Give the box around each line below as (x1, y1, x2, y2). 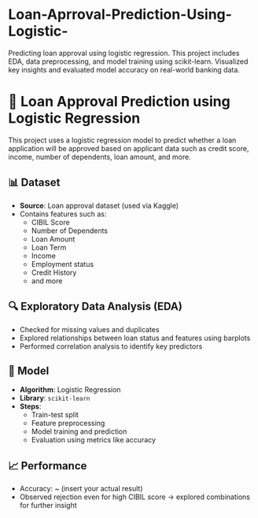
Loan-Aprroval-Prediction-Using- (8, 6, 232, 24)
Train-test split (31, 410, 79, 420)
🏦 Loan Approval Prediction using (8, 93, 230, 111)
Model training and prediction (31, 427, 127, 436)
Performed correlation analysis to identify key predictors (19, 341, 203, 351)
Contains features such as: (19, 209, 107, 218)
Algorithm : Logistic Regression (19, 385, 121, 394)
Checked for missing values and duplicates (19, 324, 160, 334)
